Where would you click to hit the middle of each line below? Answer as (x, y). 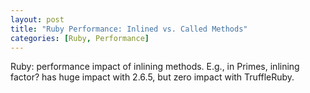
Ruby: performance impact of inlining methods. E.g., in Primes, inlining (155, 67)
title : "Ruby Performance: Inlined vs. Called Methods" (129, 29)
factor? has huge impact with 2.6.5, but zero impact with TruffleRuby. (152, 77)
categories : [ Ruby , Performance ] (80, 38)
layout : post (37, 19)
